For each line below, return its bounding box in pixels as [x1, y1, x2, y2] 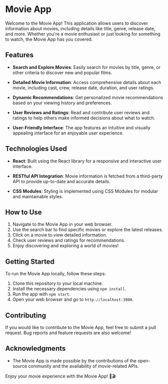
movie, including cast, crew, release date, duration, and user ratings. [12, 85, 154, 91]
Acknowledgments [5, 344, 66, 353]
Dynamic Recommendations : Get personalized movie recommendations [12, 94, 163, 100]
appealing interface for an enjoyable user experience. [12, 130, 124, 136]
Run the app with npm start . [12, 291, 71, 297]
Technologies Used [5, 144, 67, 153]
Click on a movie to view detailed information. [12, 232, 107, 238]
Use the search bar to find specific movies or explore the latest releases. [12, 226, 163, 233]
